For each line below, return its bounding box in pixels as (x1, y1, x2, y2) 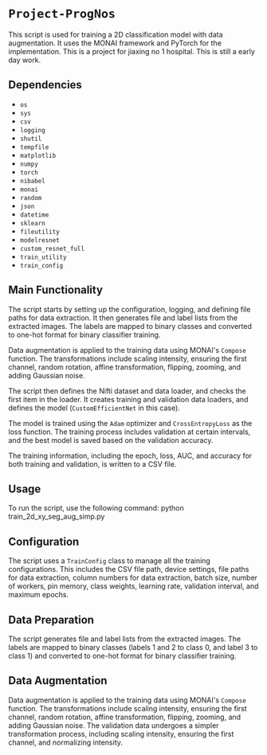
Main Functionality (8, 284, 104, 297)
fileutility (19, 228, 60, 236)
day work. (8, 55, 41, 65)
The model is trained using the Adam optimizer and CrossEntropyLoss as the (8, 418, 253, 428)
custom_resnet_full (19, 244, 85, 252)
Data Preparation (8, 612, 94, 627)
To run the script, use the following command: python (8, 503, 185, 513)
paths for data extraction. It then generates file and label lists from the (8, 313, 238, 323)
